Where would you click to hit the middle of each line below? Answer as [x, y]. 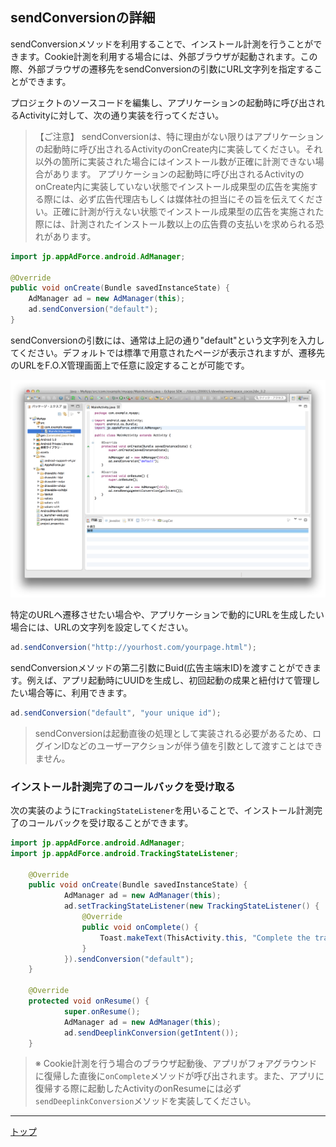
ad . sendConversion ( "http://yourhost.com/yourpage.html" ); [133, 647]
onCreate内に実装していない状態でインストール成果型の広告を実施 [172, 186]
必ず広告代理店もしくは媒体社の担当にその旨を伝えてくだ [196, 199]
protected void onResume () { [89, 1001]
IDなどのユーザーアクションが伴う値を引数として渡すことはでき [192, 745]
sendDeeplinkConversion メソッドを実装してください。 [145, 1101]
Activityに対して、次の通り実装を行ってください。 [121, 115]
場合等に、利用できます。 [80, 692]
